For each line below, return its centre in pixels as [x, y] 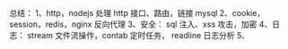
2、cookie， [242, 13]
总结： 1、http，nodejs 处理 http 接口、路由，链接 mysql [113, 13]
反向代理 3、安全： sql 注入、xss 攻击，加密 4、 [183, 24]
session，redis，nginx [51, 24]
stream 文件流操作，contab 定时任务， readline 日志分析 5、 [138, 35]
